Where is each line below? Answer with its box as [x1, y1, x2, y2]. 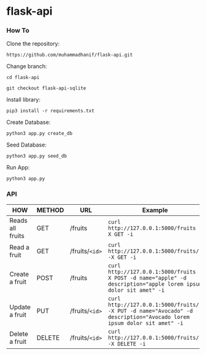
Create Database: [6, 118, 51, 126]
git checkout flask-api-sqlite [6, 85, 86, 91]
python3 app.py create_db [6, 131, 72, 137]
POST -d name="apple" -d [114, 274, 187, 281]
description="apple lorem [108, 280, 184, 288]
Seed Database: [6, 141, 47, 148]
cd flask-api [6, 75, 40, 81]
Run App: [6, 164, 30, 171]
